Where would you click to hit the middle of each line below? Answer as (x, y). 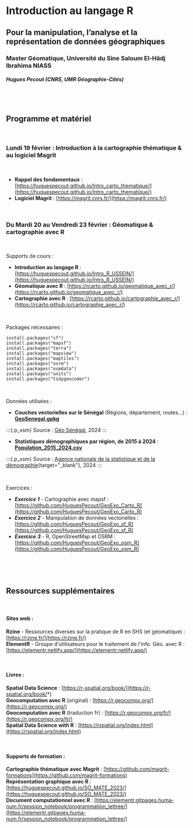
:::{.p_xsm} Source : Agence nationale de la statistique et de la (81, 459)
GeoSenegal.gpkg (37, 418)
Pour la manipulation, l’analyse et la (72, 32)
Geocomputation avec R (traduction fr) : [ (56, 713)
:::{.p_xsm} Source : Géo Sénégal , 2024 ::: (57, 430)
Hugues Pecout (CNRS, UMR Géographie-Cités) (65, 80)
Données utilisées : (29, 401)
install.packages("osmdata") (41, 369)
